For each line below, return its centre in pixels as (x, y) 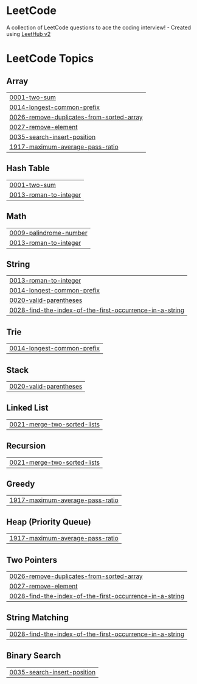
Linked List (27, 408)
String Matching (37, 618)
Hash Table (28, 168)
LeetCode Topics (50, 59)
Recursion (26, 446)
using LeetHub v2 (29, 33)
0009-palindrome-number (48, 233)
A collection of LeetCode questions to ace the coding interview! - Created (99, 27)
